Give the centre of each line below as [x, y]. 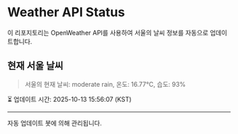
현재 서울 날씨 [35, 66]
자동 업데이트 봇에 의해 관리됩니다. [55, 123]
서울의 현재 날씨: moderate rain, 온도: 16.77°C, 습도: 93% [105, 84]
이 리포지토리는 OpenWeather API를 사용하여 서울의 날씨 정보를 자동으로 [108, 32]
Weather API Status [66, 12]
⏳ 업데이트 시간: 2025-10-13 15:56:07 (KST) [70, 99]
